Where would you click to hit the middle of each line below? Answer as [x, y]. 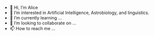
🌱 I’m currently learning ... [36, 18]
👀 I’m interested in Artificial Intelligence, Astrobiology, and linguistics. [79, 13]
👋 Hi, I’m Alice [24, 8]
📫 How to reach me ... [32, 28]
